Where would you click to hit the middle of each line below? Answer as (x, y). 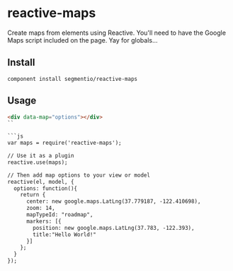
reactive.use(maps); (38, 162)
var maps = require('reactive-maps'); (64, 143)
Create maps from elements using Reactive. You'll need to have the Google (117, 33)
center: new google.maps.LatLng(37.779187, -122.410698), (113, 201)
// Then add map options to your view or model (79, 175)
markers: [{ (44, 221)
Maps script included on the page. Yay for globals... (83, 40)
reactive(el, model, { (41, 182)
